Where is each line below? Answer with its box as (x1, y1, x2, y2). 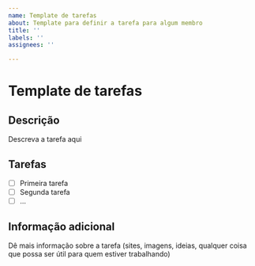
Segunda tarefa (19, 188, 70, 196)
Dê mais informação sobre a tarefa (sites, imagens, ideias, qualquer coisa (8, 241, 247, 250)
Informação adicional (8, 219, 115, 234)
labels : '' (8, 33, 44, 42)
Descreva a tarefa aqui (8, 135, 82, 144)
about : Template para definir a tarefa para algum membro (8, 19, 203, 27)
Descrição (8, 113, 60, 127)
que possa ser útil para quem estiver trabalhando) (8, 249, 171, 258)
